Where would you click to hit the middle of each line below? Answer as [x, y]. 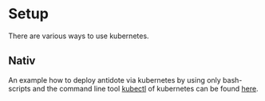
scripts [20, 88]
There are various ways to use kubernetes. [79, 36]
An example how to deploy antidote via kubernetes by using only [115, 80]
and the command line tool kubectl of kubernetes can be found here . [145, 88]
